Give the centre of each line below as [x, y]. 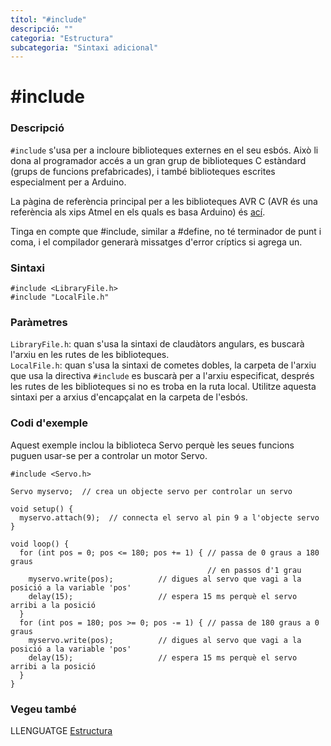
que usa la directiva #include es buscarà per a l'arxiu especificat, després [162, 376]
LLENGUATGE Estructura [61, 730]
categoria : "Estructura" [62, 38]
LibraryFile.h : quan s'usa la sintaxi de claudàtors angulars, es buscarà [157, 344]
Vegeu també [43, 709]
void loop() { [40, 544]
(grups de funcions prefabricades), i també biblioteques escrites [143, 171]
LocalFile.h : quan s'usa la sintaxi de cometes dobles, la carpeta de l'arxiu [163, 365]
